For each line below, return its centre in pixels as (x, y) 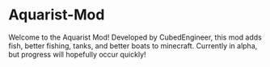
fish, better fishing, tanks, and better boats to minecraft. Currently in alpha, (133, 45)
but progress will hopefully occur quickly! (78, 54)
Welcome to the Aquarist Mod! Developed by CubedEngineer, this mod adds (135, 37)
